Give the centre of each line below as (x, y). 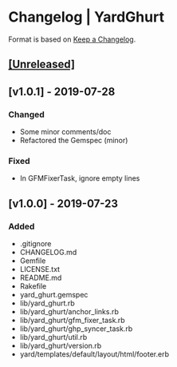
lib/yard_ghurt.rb (47, 303)
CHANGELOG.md (48, 252)
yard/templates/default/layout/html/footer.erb (94, 354)
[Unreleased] (42, 64)
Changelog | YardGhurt (87, 17)
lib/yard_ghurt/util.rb (53, 337)
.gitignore (35, 243)
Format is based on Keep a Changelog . (72, 39)
